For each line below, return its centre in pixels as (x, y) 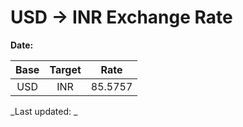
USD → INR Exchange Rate (121, 17)
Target (65, 69)
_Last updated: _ (44, 111)
